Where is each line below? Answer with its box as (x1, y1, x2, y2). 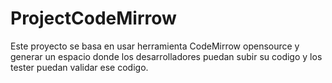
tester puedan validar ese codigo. (10, 61, 149, 73)
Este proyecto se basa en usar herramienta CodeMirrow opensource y (10, 40, 300, 52)
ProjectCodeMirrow (10, 7, 177, 30)
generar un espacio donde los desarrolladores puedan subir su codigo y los (10, 50, 323, 62)
